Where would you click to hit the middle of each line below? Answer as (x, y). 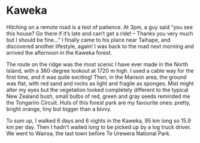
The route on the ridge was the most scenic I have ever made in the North (97, 64)
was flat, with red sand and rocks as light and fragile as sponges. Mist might (100, 83)
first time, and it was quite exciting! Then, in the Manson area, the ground (96, 77)
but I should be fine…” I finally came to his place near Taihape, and (88, 40)
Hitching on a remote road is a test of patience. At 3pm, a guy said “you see (100, 27)
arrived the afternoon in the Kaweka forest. (59, 52)
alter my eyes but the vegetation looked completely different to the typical (97, 90)
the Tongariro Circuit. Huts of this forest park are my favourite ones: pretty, (99, 102)
